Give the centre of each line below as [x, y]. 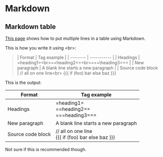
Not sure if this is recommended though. [46, 149]
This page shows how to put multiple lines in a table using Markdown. [75, 38]
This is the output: [23, 82]
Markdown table [31, 27]
